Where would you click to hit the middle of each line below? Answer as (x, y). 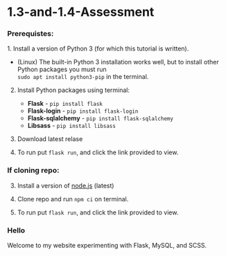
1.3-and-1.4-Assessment (81, 12)
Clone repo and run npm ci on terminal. (73, 199)
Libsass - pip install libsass (72, 126)
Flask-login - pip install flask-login (83, 111)
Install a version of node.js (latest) (66, 185)
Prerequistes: (31, 34)
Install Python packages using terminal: (73, 90)
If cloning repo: (33, 170)
